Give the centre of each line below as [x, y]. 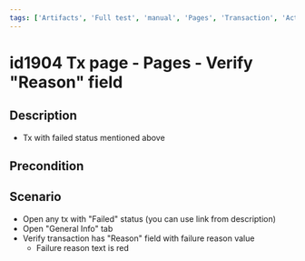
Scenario [35, 197]
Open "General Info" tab [68, 228]
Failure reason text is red [82, 247]
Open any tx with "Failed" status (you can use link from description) [149, 218]
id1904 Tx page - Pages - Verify [131, 62]
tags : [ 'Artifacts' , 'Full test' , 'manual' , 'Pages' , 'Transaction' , [144, 18]
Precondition [47, 166]
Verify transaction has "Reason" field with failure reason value [138, 238]
